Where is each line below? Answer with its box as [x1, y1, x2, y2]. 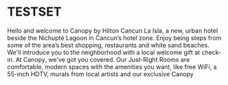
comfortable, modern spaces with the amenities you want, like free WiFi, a [7, 63, 218, 71]
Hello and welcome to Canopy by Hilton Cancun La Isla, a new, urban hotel [7, 27, 218, 35]
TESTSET [7, 4, 62, 20]
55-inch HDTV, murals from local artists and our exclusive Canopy [7, 69, 194, 78]
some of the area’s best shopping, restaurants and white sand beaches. [7, 41, 209, 49]
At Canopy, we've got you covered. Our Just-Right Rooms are [15, 55, 190, 63]
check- [201, 48, 222, 56]
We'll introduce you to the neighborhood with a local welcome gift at [7, 48, 201, 56]
